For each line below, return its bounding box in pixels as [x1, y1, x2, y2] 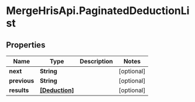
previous [9, 77, 35, 84]
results [9, 86, 29, 94]
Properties [6, 40, 46, 50]
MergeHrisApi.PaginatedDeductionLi [6, 4, 190, 18]
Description [80, 57, 113, 65]
